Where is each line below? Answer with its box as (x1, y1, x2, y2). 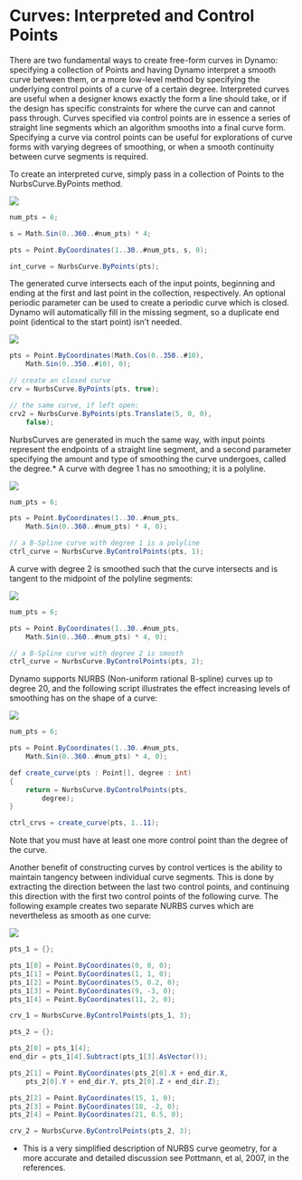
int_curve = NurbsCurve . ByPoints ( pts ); (9, 262, 160, 271)
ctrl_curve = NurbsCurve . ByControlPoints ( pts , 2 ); (9, 657, 204, 666)
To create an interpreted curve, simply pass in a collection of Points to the (9, 169, 285, 179)
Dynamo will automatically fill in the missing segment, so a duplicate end (9, 307, 280, 318)
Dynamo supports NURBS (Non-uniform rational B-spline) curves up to (9, 673, 273, 684)
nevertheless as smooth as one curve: (9, 910, 152, 921)
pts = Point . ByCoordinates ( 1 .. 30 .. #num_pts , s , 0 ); (9, 246, 208, 255)
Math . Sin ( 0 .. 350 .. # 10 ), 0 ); (25, 360, 131, 369)
